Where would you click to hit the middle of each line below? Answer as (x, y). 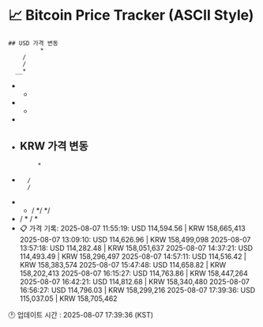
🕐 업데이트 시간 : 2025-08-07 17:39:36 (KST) (81, 314)
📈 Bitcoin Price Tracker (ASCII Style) (131, 15)
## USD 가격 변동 (34, 43)
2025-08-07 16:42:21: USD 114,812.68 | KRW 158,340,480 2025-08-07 (135, 281)
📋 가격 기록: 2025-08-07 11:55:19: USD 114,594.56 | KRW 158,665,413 (133, 228)
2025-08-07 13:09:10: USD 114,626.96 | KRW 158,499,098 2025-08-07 (135, 239)
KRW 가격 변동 (54, 146)
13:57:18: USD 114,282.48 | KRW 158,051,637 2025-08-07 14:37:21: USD (136, 248)
